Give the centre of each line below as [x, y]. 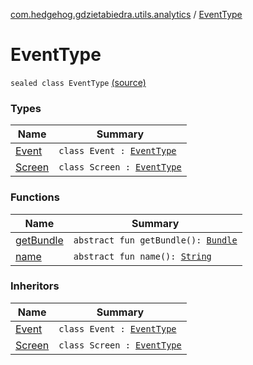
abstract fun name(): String [142, 256]
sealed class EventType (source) [78, 82]
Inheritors [35, 286]
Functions [35, 197]
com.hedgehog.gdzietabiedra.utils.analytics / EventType [126, 14]
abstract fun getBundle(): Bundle [155, 240]
